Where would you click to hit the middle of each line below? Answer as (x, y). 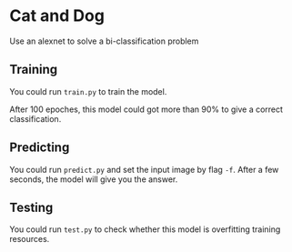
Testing (31, 207)
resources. (30, 239)
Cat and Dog (57, 16)
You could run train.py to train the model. (88, 91)
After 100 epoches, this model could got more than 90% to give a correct (146, 109)
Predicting (40, 148)
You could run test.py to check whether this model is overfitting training (145, 229)
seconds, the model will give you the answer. (94, 179)
